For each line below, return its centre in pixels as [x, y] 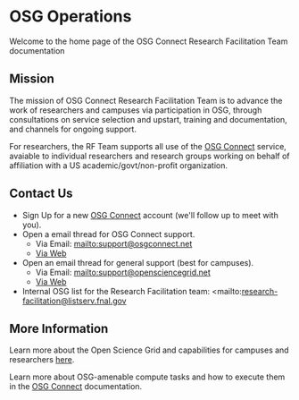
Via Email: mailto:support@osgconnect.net [114, 243]
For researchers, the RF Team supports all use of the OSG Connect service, [148, 146]
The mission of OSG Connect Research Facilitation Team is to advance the [146, 100]
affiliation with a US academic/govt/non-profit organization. [119, 165]
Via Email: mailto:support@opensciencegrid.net [123, 272]
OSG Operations [71, 17]
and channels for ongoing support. [73, 129]
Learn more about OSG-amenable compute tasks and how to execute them [147, 377]
